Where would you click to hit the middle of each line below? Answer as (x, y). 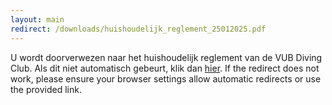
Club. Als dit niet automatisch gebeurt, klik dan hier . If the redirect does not (165, 68)
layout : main (37, 19)
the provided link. (46, 89)
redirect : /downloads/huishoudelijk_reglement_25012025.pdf (138, 29)
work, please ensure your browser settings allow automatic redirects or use (166, 78)
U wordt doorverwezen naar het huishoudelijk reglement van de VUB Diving (166, 57)
